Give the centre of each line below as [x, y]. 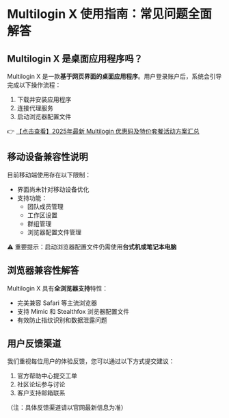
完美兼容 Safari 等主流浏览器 [57, 303]
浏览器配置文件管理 [54, 232]
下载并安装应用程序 [44, 99]
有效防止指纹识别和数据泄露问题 [62, 320]
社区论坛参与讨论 [41, 384]
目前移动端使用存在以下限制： [49, 175]
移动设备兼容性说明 [48, 157]
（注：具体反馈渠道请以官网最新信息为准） [67, 408]
